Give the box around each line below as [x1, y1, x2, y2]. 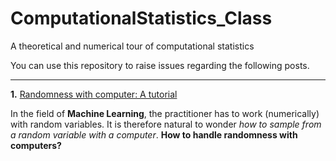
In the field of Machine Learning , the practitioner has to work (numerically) [10, 107, 320, 119]
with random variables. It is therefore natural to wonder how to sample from [10, 118, 322, 130]
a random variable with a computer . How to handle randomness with [10, 128, 298, 141]
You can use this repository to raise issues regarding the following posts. [10, 59, 310, 71]
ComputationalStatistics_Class [10, 7, 273, 30]
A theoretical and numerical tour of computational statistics [10, 40, 255, 52]
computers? [10, 139, 62, 151]
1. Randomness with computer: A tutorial [10, 88, 178, 100]
